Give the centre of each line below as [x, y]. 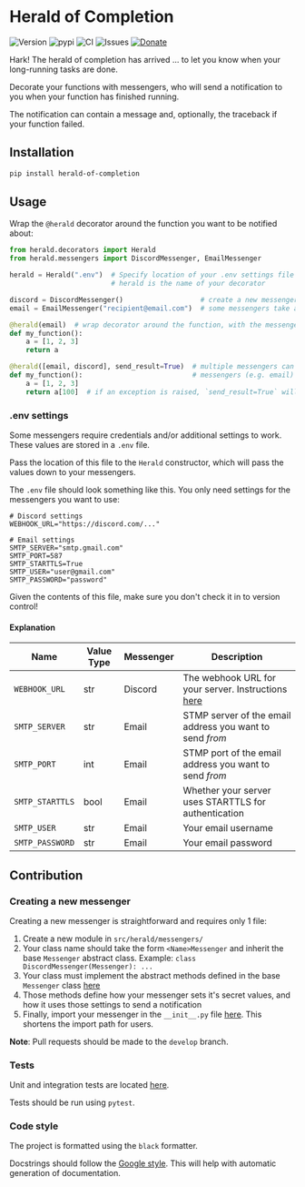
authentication [214, 814]
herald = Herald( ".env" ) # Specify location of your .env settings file [152, 275]
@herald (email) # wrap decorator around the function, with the [135, 325]
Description [237, 657]
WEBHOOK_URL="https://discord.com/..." [85, 524]
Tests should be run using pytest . [72, 1102]
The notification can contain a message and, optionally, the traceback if [143, 114]
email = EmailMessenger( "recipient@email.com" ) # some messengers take [150, 308]
